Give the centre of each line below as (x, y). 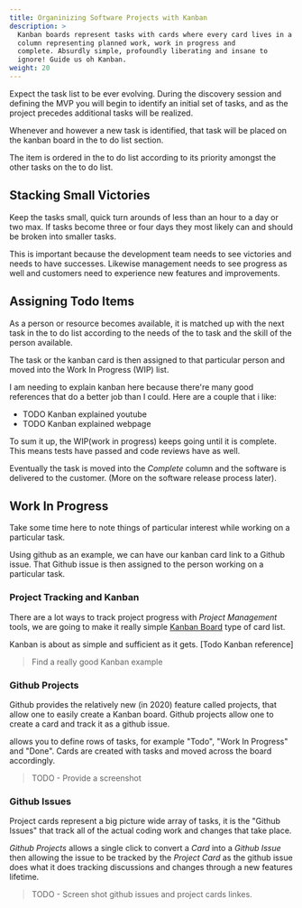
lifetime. (24, 877)
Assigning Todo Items (72, 302)
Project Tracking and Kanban (74, 598)
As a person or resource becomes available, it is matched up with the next (147, 323)
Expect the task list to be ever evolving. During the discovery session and (146, 93)
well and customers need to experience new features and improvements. (145, 273)
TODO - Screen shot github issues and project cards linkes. (142, 894)
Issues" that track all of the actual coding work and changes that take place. (151, 830)
